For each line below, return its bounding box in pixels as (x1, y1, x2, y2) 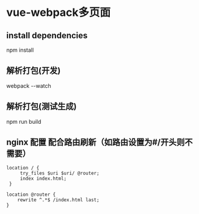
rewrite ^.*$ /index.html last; (17, 197, 99, 203)
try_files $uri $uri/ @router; (20, 170, 99, 177)
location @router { (6, 191, 56, 198)
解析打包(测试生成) (6, 101, 77, 112)
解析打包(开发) (6, 65, 61, 76)
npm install (6, 46, 34, 54)
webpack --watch (6, 82, 52, 89)
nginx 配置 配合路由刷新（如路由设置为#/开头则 (6, 137, 185, 148)
